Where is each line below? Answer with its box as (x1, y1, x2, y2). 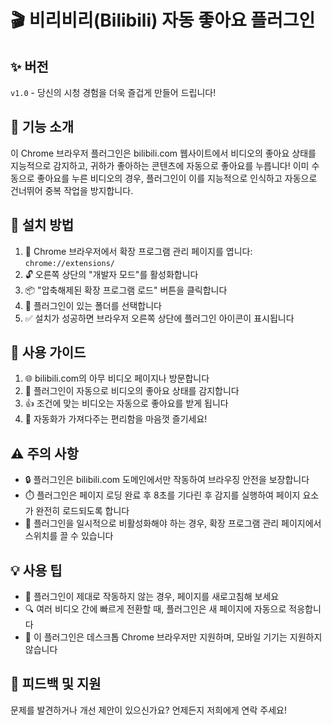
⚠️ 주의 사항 (10, 445, 79, 462)
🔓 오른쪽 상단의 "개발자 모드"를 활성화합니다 (24, 268, 199, 280)
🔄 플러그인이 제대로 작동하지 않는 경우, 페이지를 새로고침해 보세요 (24, 591, 280, 603)
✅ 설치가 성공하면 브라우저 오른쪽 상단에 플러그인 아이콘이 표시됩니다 (24, 312, 295, 324)
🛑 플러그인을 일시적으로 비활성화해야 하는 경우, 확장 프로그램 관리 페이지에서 (24, 517, 322, 530)
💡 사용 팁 (10, 562, 63, 579)
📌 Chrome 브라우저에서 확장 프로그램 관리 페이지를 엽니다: (24, 245, 253, 257)
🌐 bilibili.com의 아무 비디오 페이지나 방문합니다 (24, 372, 210, 385)
